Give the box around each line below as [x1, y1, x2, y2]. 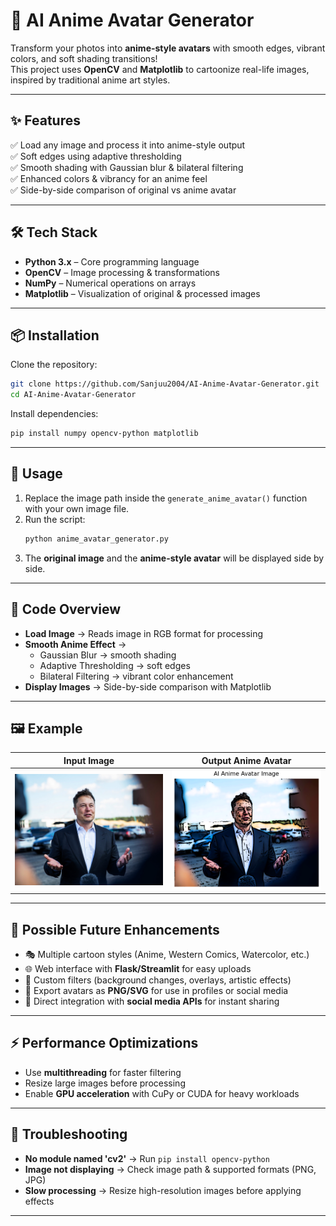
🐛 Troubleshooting [10, 1126, 128, 1143]
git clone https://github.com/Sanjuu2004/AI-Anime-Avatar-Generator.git [10, 379, 320, 389]
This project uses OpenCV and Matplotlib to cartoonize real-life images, [10, 63, 310, 75]
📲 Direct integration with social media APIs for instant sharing [24, 995, 280, 1007]
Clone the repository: [10, 359, 98, 371]
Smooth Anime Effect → [24, 638, 127, 650]
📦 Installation [10, 327, 100, 344]
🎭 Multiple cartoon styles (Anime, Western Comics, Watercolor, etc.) [24, 948, 310, 960]
